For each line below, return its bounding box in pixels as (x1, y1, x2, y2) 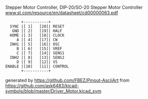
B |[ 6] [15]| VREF (16, 46, 62, 51)
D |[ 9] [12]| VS (16, 59, 58, 64)
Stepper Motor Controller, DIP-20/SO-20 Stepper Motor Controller (5, 5, 143, 10)
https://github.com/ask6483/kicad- (5, 83, 80, 88)
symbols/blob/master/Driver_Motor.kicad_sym (5, 88, 101, 94)
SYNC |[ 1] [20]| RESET (10, 24, 65, 29)
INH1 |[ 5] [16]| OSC (10, 42, 60, 47)
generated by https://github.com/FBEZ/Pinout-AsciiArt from (5, 77, 130, 83)
